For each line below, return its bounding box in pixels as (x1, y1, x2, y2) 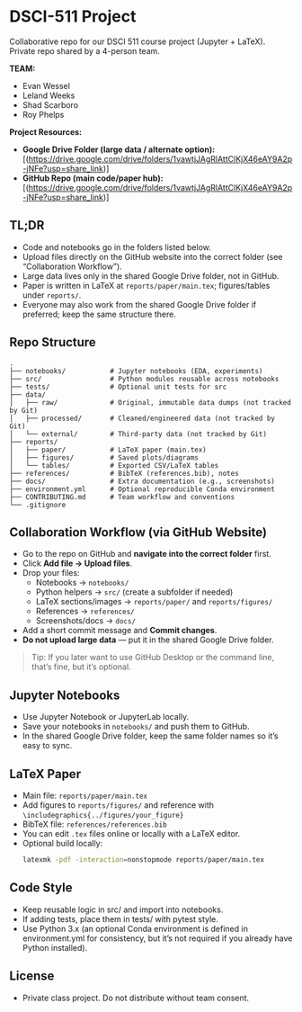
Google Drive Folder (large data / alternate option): (22, 144, 216, 155)
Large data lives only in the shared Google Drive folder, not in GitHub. (22, 270, 280, 281)
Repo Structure (9, 335, 96, 350)
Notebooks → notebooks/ (35, 578, 129, 588)
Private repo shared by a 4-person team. (9, 45, 160, 56)
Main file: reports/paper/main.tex (22, 790, 148, 801)
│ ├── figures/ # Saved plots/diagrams (9, 452, 200, 462)
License (9, 969, 55, 984)
